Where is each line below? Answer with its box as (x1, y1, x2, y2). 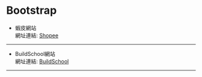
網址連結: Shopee (14, 31, 59, 39)
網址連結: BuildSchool (14, 58, 69, 65)
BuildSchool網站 (14, 50, 56, 57)
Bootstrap (6, 4, 57, 17)
